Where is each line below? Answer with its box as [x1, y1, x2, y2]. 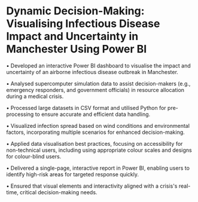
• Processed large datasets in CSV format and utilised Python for [6, 104, 166, 111]
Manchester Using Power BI [6, 42, 147, 56]
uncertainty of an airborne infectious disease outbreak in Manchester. [6, 68, 178, 75]
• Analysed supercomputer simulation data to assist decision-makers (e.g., [6, 79, 191, 87]
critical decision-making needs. [20, 188, 98, 195]
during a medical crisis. [6, 93, 64, 100]
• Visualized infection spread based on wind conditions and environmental [6, 122, 190, 129]
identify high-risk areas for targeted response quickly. [6, 170, 139, 177]
